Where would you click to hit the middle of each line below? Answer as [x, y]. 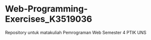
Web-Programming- [46, 9]
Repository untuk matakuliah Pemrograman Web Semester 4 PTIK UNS [76, 32]
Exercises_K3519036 [49, 19]
